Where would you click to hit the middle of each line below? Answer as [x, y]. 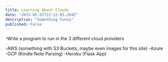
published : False [24, 24]
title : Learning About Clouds [37, 10]
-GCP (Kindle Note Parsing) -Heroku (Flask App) [56, 54]
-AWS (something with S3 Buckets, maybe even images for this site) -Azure [84, 48]
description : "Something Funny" [39, 19]
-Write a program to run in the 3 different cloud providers [65, 39]
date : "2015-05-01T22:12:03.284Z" [42, 15]
